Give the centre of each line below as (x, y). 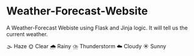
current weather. (27, 34)
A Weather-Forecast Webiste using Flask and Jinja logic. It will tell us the (97, 28)
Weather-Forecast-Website (77, 11)
